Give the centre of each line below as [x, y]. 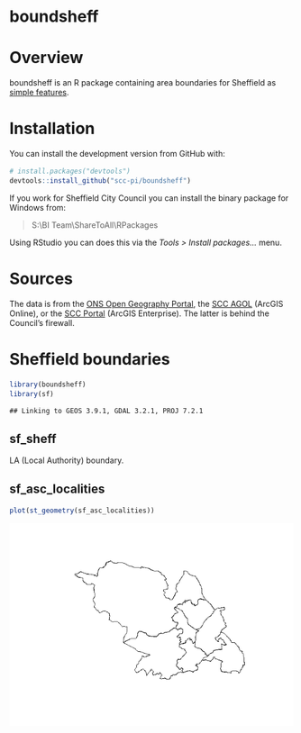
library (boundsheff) [48, 385]
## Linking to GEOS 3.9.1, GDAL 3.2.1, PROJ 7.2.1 [106, 412]
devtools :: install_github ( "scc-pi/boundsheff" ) [100, 181]
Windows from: [37, 207]
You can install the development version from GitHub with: [117, 154]
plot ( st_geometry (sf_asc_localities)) [82, 511]
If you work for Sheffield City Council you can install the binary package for [149, 198]
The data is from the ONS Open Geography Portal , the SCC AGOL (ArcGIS [146, 303]
